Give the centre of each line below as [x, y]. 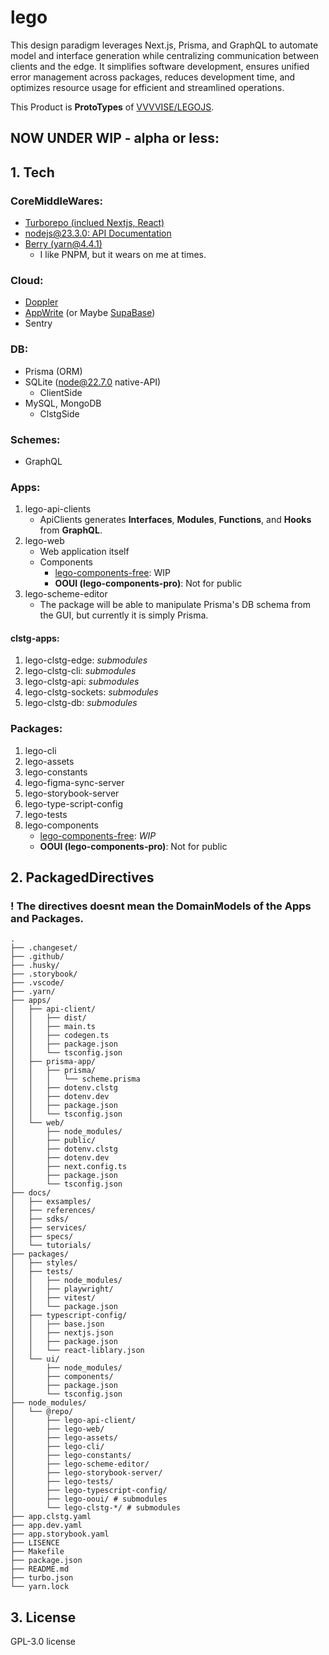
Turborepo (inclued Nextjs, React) [94, 223]
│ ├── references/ [53, 1211]
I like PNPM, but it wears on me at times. [123, 255]
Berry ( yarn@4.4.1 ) [63, 244]
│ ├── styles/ [44, 1263]
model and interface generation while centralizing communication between [165, 55]
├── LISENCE [35, 1543]
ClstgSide [59, 413]
